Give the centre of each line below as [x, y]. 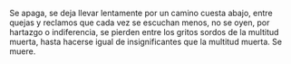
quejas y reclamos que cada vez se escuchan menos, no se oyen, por [140, 23]
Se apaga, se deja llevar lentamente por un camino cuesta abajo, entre [141, 13]
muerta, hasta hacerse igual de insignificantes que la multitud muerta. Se [146, 41]
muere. [23, 51]
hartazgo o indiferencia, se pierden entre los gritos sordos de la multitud [144, 32]
